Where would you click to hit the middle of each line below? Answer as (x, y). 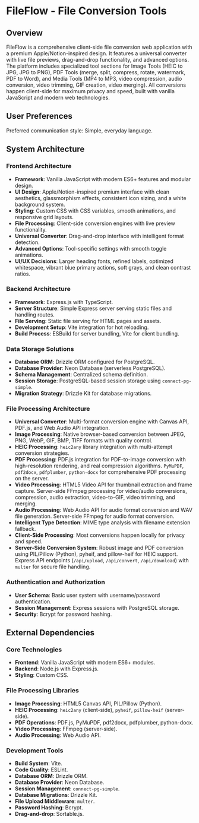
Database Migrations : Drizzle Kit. (56, 794)
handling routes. (35, 314)
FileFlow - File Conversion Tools (87, 11)
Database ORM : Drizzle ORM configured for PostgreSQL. (85, 362)
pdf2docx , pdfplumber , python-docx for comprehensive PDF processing (100, 472)
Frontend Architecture (39, 166)
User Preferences (39, 116)
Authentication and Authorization (56, 582)
